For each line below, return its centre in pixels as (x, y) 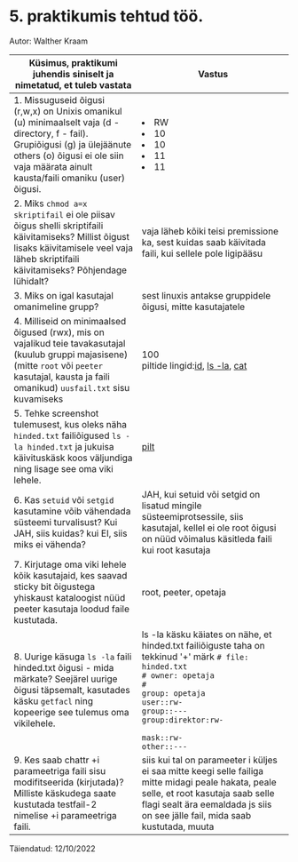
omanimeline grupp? (56, 307)
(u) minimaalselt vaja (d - (67, 122)
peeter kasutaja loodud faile (72, 609)
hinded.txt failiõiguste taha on (204, 645)
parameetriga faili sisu (60, 770)
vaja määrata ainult (53, 166)
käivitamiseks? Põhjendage (70, 270)
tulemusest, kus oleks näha (70, 424)
